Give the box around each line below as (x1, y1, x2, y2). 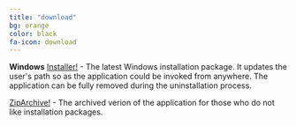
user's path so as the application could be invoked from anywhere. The (9, 71, 269, 82)
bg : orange (9, 21, 49, 30)
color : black (9, 29, 57, 38)
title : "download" (9, 12, 77, 22)
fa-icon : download (9, 37, 77, 47)
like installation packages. (9, 107, 103, 117)
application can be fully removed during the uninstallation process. (9, 80, 252, 91)
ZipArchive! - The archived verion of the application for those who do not (9, 98, 276, 108)
